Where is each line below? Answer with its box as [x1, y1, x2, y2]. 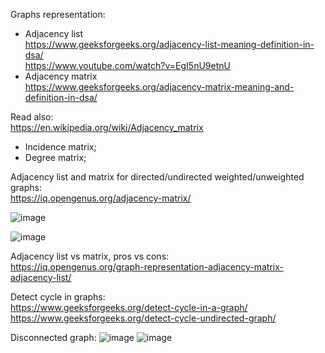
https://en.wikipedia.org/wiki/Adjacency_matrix [10, 122, 204, 133]
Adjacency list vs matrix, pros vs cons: [10, 250, 170, 262]
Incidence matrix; [24, 141, 97, 153]
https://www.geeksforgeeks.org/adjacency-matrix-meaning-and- [24, 81, 295, 93]
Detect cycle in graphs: [10, 291, 106, 303]
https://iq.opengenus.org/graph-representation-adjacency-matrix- [10, 261, 284, 273]
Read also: [10, 111, 54, 123]
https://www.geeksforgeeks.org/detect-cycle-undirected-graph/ [10, 312, 277, 324]
